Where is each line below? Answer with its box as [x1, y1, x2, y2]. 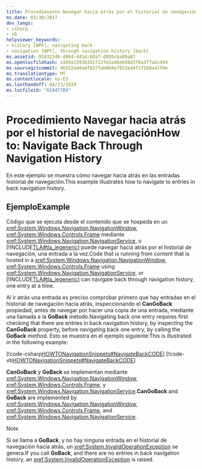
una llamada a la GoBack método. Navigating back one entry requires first [6, 313, 188, 320]
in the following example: [6, 338, 69, 345]
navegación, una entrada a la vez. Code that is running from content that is [6, 250, 190, 257]
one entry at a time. [6, 282, 55, 289]
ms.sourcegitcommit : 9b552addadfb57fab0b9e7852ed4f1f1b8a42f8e [6, 65, 168, 71]
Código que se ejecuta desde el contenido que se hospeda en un [6, 218, 168, 225]
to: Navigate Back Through [6, 139, 143, 153]
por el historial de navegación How [6, 126, 180, 140]
